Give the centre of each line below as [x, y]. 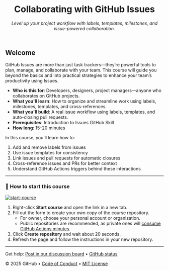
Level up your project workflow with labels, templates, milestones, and [84, 23]
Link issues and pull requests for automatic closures [66, 158]
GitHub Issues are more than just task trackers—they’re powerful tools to [80, 65]
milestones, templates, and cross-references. [60, 107]
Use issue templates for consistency [50, 153]
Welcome [20, 53]
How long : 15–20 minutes [39, 128]
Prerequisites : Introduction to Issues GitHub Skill [63, 123]
